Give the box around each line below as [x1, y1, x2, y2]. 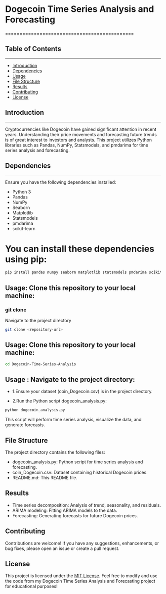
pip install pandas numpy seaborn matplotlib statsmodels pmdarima [5, 270, 147, 275]
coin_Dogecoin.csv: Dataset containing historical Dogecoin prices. [12, 469, 148, 475]
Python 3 [12, 189, 31, 195]
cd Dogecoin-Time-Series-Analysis [5, 361, 77, 367]
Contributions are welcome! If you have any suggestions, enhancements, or [5, 540, 159, 546]
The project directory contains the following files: [5, 449, 105, 455]
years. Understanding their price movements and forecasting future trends [5, 131, 157, 137]
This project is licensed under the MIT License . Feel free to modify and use [5, 573, 158, 579]
